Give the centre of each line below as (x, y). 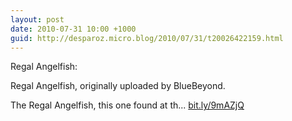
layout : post (37, 19)
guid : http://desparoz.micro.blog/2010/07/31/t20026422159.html (147, 38)
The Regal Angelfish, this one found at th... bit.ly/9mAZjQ (127, 105)
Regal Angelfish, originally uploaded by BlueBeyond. (118, 86)
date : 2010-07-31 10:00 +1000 (73, 29)
